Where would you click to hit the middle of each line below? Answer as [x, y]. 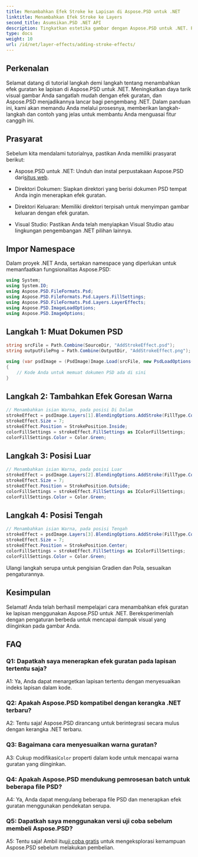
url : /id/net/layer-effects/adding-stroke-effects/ [71, 45]
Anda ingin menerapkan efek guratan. [60, 195]
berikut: [16, 160]
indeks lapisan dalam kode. [39, 688]
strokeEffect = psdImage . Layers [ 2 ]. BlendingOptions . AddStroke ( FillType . [97, 475]
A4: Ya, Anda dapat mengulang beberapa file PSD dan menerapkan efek [94, 800]
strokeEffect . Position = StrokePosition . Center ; [67, 546]
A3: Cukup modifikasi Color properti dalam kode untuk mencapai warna [92, 758]
